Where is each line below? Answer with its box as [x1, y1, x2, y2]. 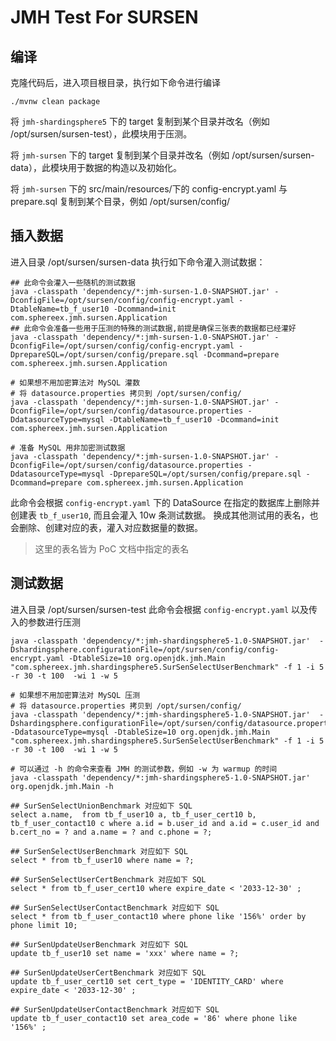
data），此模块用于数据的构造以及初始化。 [10, 162, 182, 173]
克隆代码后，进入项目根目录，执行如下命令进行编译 [10, 77, 221, 88]
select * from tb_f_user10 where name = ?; [10, 855, 195, 865]
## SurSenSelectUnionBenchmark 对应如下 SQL [10, 801, 193, 811]
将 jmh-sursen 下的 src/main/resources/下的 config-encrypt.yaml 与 [10, 183, 288, 195]
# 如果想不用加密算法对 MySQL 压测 [10, 690, 141, 700]
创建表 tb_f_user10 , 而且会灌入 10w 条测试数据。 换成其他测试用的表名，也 [10, 509, 319, 521]
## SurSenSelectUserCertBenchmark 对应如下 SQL [10, 874, 207, 885]
